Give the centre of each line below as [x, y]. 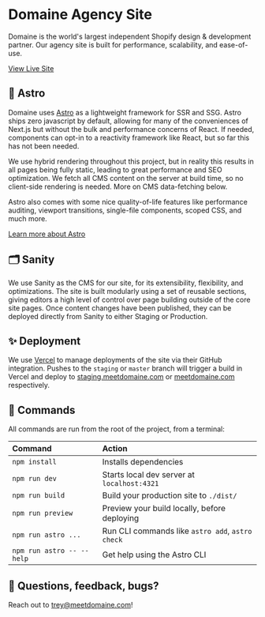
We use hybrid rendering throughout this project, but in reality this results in [131, 161]
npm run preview [43, 514]
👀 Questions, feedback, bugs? [84, 586]
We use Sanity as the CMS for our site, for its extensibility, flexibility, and [126, 283]
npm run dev [35, 479]
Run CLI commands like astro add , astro [177, 531]
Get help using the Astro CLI [154, 555]
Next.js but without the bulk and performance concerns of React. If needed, [131, 129]
